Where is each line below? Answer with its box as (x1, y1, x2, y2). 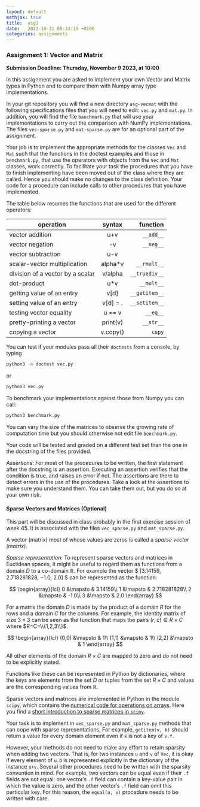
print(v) (101, 318, 124, 327)
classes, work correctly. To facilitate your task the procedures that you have (6, 163, 193, 170)
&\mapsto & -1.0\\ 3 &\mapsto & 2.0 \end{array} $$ (38, 592, 162, 599)
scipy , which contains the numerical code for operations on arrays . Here (6, 702, 184, 709)
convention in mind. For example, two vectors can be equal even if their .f (6, 769, 189, 776)
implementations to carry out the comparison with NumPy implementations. (6, 119, 192, 126)
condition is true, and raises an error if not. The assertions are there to (6, 472, 179, 479)
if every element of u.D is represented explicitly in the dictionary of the (6, 757, 179, 764)
